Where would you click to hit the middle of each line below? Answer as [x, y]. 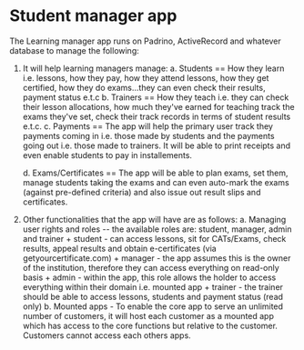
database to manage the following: [74, 50]
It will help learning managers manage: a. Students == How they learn [153, 68]
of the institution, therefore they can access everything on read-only [151, 267]
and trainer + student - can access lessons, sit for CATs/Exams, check [154, 238]
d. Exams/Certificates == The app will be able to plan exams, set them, [155, 173]
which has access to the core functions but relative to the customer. [150, 325]
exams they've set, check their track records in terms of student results [157, 116]
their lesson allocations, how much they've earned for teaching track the [158, 106]
